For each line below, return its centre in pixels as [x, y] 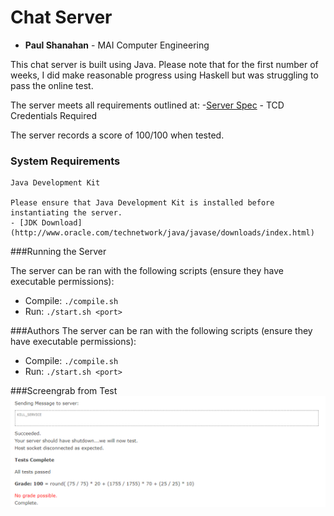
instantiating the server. [66, 213]
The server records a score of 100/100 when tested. [117, 135]
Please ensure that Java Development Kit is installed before [142, 203]
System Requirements [65, 161]
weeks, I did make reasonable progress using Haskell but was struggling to [164, 75]
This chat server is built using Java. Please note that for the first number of [164, 64]
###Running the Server [58, 252]
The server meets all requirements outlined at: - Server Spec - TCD [147, 105]
